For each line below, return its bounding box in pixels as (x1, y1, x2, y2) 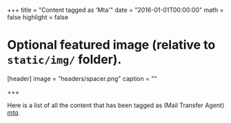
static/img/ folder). (7, 52, 122, 67)
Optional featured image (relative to (7, 37, 216, 53)
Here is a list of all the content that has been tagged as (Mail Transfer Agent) (7, 101, 225, 109)
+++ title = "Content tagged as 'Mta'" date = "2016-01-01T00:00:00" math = (7, 6, 224, 14)
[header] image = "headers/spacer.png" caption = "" (7, 74, 157, 82)
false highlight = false (7, 13, 69, 21)
